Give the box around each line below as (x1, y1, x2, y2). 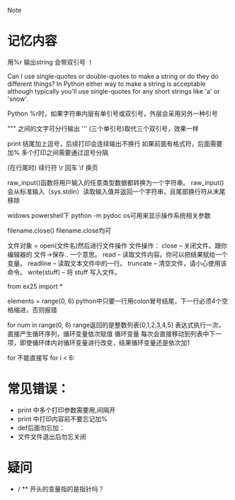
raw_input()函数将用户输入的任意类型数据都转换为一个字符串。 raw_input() (7, 178, 224, 187)
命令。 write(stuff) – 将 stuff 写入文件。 (7, 267, 121, 276)
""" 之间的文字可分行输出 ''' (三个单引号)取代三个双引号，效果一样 (7, 124, 200, 133)
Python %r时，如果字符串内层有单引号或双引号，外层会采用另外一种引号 (7, 109, 218, 118)
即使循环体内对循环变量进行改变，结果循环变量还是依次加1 (19, 338, 190, 347)
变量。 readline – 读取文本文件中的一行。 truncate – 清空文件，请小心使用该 (7, 259, 227, 267)
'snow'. (7, 94, 28, 103)
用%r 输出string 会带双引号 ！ (7, 57, 94, 66)
